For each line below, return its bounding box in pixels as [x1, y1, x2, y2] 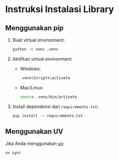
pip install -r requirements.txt [12, 113, 83, 118]
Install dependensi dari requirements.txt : [12, 103, 99, 110]
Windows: [20, 66, 41, 72]
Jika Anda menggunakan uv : [5, 140, 65, 147]
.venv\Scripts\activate [20, 75, 71, 80]
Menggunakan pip [5, 24, 64, 32]
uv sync [5, 150, 22, 155]
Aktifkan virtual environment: [12, 56, 73, 62]
